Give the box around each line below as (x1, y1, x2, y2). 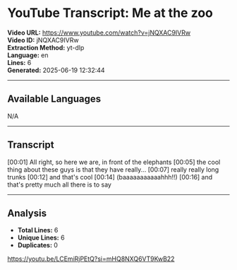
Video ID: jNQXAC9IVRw (7, 35, 79, 44)
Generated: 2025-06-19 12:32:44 (7, 66, 105, 74)
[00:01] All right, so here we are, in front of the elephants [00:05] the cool (7, 158, 221, 166)
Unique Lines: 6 (17, 233, 65, 242)
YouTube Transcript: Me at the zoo (7, 5, 213, 21)
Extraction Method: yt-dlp (7, 43, 85, 52)
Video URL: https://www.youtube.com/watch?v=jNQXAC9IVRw (7, 28, 191, 37)
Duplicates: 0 (17, 241, 59, 250)
